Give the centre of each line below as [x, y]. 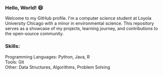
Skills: [13, 46]
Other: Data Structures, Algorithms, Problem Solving [58, 67]
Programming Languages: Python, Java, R [47, 57]
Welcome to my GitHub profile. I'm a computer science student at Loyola [78, 18]
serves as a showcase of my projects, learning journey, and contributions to [81, 29]
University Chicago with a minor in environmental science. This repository [80, 23]
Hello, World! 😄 [24, 8]
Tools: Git [15, 62]
